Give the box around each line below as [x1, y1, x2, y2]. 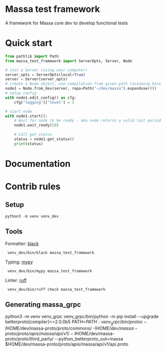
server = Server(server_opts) [5, 77, 68, 82]
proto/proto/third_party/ [5, 336, 54, 342]
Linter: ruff [5, 277, 27, 283]
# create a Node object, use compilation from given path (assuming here [5, 81, 162, 87]
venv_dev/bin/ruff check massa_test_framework [7, 287, 106, 292]
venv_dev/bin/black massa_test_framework [7, 250, 94, 255]
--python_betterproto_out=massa [54, 336, 123, 342]
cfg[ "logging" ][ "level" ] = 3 [14, 100, 75, 105]
